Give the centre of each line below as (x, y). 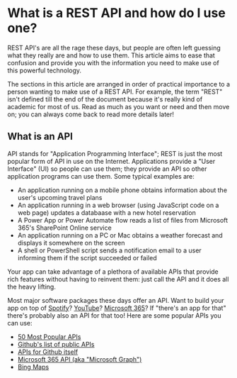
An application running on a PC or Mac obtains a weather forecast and (120, 235)
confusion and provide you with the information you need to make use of (113, 62)
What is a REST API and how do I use (117, 13)
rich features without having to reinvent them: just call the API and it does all (118, 279)
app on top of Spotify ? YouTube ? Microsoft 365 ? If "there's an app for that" (117, 308)
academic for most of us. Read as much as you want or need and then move (118, 106)
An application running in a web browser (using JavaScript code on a (118, 205)
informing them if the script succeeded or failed (87, 257)
